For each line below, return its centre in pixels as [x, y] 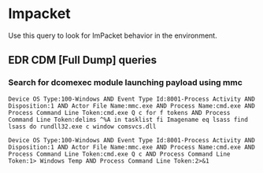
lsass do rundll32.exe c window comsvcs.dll [82, 127]
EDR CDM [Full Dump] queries [83, 60]
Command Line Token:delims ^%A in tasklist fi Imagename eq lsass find [128, 120]
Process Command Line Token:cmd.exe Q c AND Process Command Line [119, 154]
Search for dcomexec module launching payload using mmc [125, 83]
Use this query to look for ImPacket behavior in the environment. [113, 35]
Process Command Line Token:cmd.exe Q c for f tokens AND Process [119, 112]
